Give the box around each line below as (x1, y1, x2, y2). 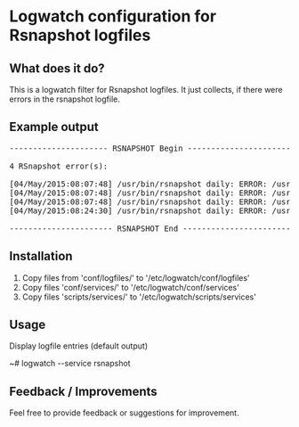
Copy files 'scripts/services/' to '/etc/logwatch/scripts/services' (21, 292, 256, 302)
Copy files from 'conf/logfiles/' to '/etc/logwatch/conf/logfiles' (21, 272, 251, 283)
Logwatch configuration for (9, 6, 216, 27)
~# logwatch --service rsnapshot (9, 358, 131, 369)
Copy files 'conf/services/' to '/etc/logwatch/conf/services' (21, 282, 240, 292)
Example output (9, 119, 100, 135)
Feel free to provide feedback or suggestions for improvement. (9, 407, 239, 418)
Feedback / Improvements (9, 383, 158, 398)
